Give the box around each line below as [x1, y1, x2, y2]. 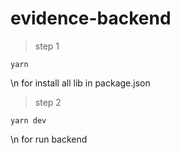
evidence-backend [10, 7, 172, 30]
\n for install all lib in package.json [10, 77, 151, 89]
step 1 [34, 40, 60, 52]
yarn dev [10, 115, 47, 126]
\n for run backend [10, 133, 88, 145]
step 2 [34, 96, 62, 108]
